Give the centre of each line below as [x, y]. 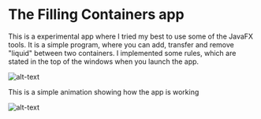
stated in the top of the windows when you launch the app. [104, 61]
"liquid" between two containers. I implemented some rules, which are [122, 53]
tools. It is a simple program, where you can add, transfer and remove [121, 44]
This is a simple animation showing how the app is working [104, 91]
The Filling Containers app [96, 15]
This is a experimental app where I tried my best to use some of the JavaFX [131, 36]
